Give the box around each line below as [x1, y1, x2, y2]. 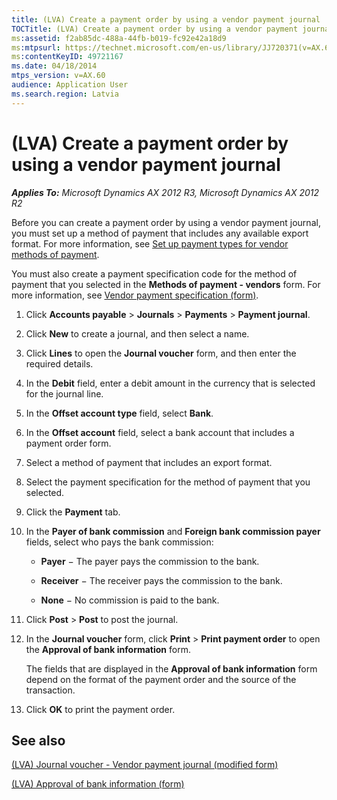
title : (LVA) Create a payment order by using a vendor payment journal [11, 14, 321, 25]
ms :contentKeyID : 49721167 [11, 52, 124, 62]
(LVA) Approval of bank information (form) [11, 778, 185, 790]
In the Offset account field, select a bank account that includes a [25, 426, 295, 438]
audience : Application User [11, 80, 129, 90]
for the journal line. [25, 387, 104, 400]
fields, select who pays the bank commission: [25, 536, 214, 548]
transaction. [25, 684, 76, 696]
